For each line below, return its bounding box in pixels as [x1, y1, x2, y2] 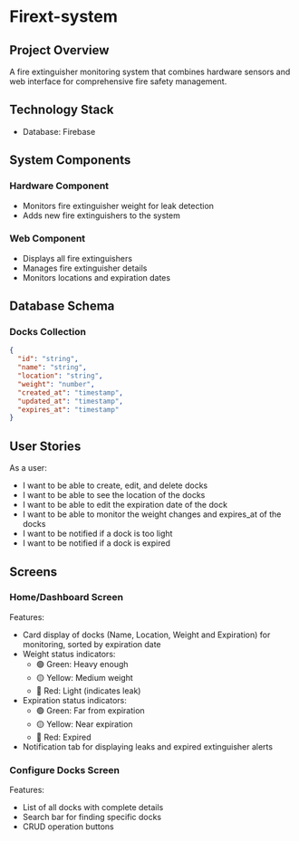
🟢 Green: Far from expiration [35, 704, 145, 716]
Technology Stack [9, 102, 114, 118]
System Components [9, 152, 131, 168]
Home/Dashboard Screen [9, 591, 124, 604]
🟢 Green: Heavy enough [35, 658, 129, 669]
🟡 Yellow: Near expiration [35, 718, 133, 730]
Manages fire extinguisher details [22, 263, 148, 273]
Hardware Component [9, 179, 110, 192]
